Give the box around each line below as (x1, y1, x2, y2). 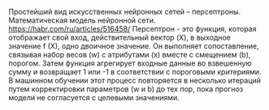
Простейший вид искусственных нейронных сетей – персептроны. (8, 7, 241, 16)
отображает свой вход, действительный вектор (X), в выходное (8, 32, 232, 42)
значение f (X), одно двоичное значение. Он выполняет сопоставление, (8, 41, 259, 51)
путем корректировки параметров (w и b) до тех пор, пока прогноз (8, 84, 244, 94)
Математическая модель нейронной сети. (8, 15, 156, 25)
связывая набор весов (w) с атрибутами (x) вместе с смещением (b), (8, 50, 251, 59)
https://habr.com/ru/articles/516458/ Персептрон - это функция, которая (8, 24, 257, 33)
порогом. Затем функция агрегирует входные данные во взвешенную (8, 58, 252, 68)
